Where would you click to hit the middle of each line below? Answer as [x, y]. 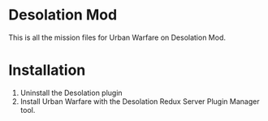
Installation [47, 70]
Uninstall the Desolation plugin [71, 93]
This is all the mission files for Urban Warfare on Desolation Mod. [117, 37]
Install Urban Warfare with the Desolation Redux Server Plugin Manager [140, 101]
